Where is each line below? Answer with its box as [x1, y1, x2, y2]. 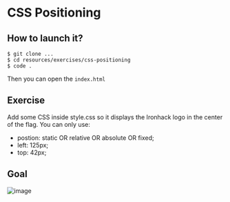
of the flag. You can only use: [7, 120, 91, 128]
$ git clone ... [7, 50, 54, 57]
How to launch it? [7, 32, 84, 44]
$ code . [7, 63, 32, 70]
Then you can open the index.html [7, 74, 105, 83]
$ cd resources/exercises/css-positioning [7, 57, 131, 63]
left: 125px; [17, 141, 49, 149]
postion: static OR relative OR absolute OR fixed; [17, 133, 154, 142]
